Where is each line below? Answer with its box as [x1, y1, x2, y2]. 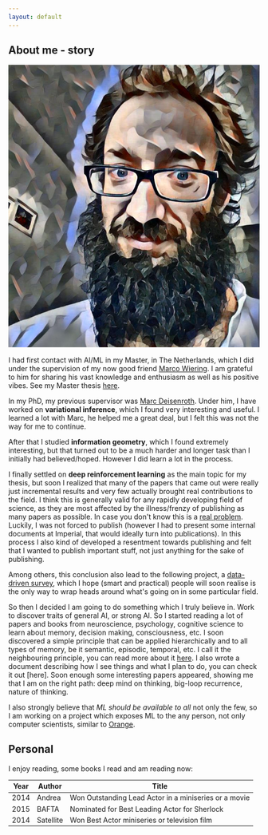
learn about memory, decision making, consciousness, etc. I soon [8, 627, 224, 637]
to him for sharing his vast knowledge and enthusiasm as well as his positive [8, 372, 259, 382]
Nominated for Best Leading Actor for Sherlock [69, 804, 224, 813]
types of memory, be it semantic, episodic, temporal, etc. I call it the [8, 644, 231, 654]
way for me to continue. [8, 421, 86, 431]
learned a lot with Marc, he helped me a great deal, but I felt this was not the [8, 413, 259, 422]
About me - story [8, 44, 95, 57]
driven [8, 578, 30, 588]
